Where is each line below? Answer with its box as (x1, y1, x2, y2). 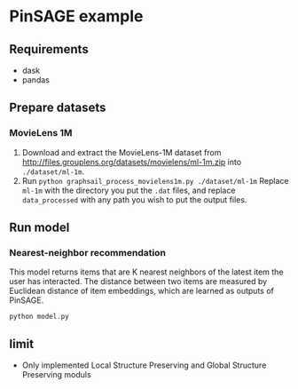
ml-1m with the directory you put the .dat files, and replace (21, 185, 236, 195)
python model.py (9, 313, 69, 322)
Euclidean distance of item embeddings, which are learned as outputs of (9, 286, 275, 297)
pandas (21, 75, 51, 85)
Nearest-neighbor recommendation (9, 247, 167, 258)
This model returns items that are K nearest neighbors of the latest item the (9, 266, 284, 277)
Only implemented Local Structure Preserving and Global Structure (21, 360, 267, 370)
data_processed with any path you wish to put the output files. (21, 194, 247, 205)
